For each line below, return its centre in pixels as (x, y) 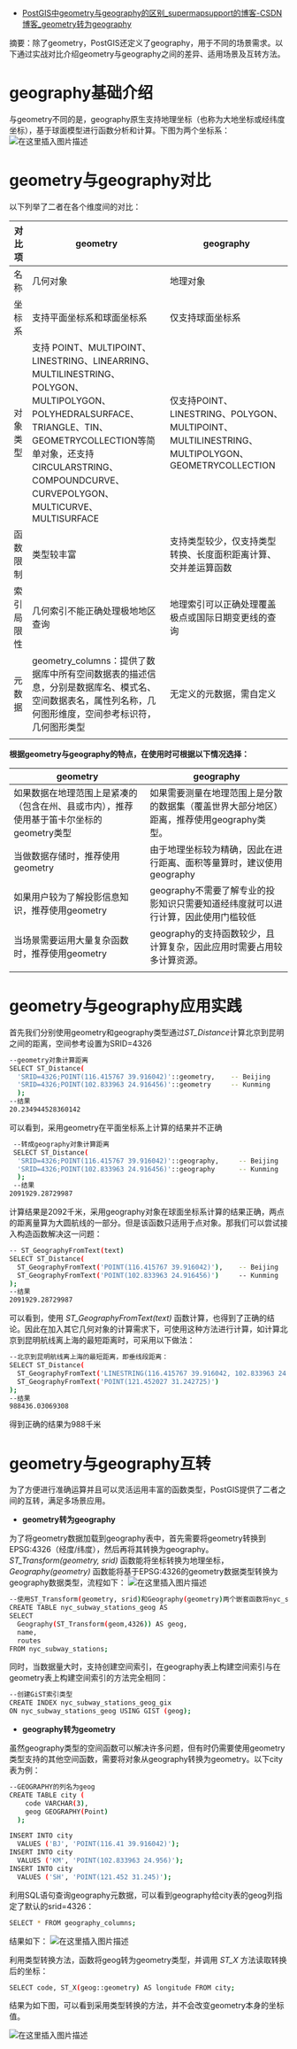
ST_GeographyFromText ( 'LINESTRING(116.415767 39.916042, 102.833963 (146, 1373)
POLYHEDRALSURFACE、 (86, 414)
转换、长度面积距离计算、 (223, 554)
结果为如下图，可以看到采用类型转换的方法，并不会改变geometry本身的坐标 (147, 2006)
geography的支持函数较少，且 (213, 933)
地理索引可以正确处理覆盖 (223, 604)
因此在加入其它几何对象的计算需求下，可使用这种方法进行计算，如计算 (152, 1329)
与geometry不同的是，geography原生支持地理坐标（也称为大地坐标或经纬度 (147, 119)
